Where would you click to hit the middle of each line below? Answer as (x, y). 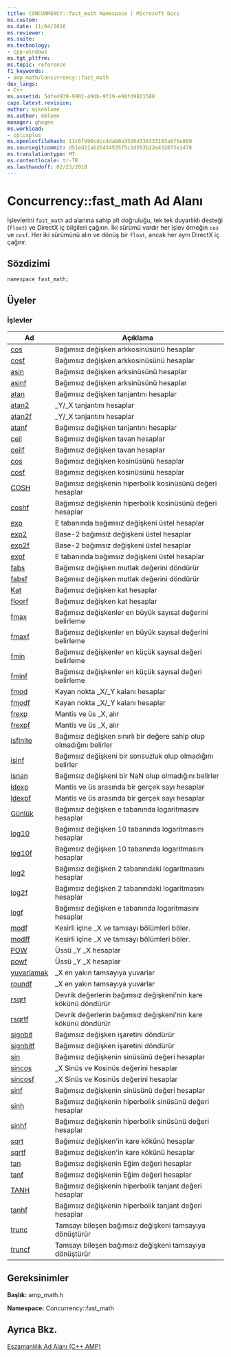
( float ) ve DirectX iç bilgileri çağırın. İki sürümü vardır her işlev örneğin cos (113, 227)
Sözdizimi (29, 263)
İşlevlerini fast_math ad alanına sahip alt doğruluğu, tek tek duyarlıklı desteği (115, 220)
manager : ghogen (30, 122)
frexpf (21, 725)
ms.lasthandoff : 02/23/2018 (47, 167)
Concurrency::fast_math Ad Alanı (105, 201)
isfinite (21, 741)
